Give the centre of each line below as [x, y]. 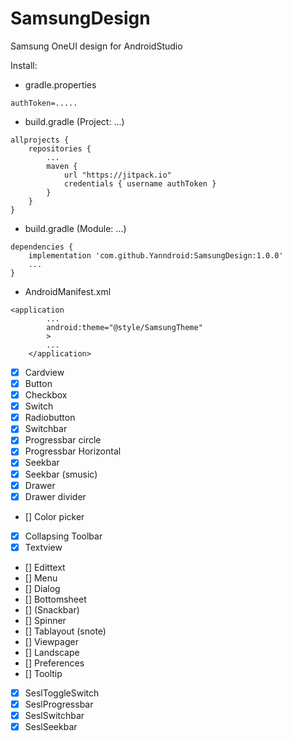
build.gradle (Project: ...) [74, 121]
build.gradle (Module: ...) [75, 228]
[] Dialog [42, 588]
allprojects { [40, 140]
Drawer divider [55, 496]
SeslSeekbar [51, 726]
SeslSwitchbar [54, 715]
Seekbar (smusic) [61, 474]
